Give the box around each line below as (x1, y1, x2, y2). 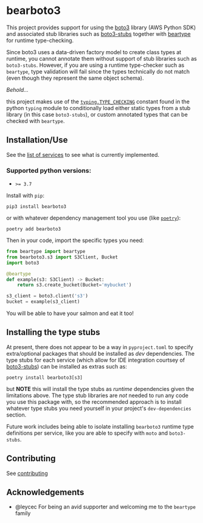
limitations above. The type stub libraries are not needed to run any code (6, 392, 188, 399)
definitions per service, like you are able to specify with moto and (6, 429, 168, 437)
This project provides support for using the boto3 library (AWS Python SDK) (6, 24, 196, 31)
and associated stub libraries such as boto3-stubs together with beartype (6, 30, 191, 37)
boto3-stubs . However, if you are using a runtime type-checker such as (6, 61, 185, 69)
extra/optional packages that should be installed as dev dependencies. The (6, 350, 195, 357)
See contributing (6, 469, 48, 477)
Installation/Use (6, 135, 68, 145)
